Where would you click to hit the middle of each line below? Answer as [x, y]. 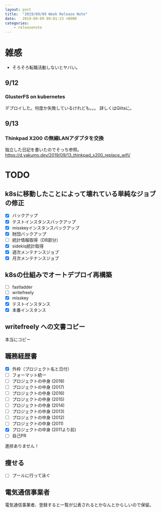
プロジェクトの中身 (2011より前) [44, 429]
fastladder [22, 287]
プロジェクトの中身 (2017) [38, 387]
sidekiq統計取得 [28, 246]
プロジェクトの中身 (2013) [38, 412]
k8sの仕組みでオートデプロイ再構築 [59, 275]
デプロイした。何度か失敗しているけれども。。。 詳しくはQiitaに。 [70, 108]
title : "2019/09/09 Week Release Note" [47, 14]
